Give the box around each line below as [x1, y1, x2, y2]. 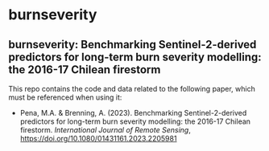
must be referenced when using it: [8, 92, 122, 102]
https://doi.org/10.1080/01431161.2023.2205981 [19, 134, 177, 143]
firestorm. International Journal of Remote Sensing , [19, 125, 191, 134]
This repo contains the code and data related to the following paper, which [8, 84, 255, 93]
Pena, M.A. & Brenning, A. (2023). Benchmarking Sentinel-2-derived [19, 108, 247, 117]
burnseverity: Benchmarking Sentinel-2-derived [8, 38, 257, 51]
